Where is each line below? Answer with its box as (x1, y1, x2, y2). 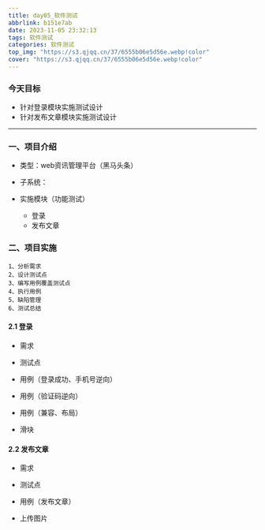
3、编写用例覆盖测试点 (8, 279, 71, 287)
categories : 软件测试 (8, 41, 75, 49)
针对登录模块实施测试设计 (19, 103, 103, 112)
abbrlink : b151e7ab (8, 19, 73, 27)
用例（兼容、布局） (19, 408, 83, 417)
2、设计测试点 (8, 271, 47, 278)
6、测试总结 (8, 304, 42, 312)
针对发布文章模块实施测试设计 (19, 112, 117, 122)
